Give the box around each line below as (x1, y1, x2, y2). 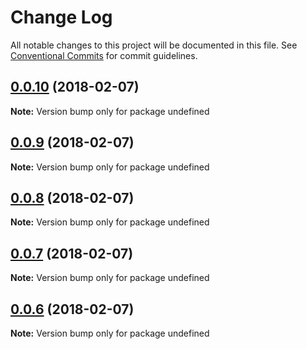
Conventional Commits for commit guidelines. (10, 49, 198, 61)
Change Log (10, 6, 113, 29)
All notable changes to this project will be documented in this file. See (10, 39, 298, 51)
